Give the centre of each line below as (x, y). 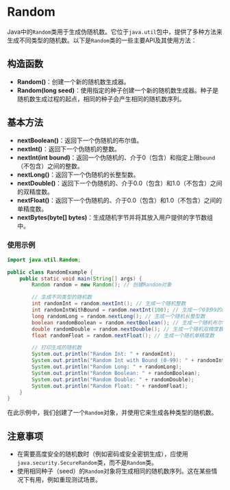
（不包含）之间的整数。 (50, 166)
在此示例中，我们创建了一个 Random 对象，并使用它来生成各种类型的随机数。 (112, 413)
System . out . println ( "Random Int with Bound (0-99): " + (113, 361)
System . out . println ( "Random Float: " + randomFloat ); (110, 386)
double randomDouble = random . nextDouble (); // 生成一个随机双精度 (125, 329)
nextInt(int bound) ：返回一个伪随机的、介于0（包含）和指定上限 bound (116, 157)
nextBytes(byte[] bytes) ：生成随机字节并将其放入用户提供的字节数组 (115, 217)
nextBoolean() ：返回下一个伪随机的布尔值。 (80, 140)
